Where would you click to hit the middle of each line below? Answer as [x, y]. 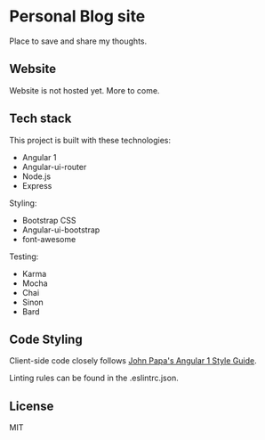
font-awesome [49, 239]
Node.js [36, 176]
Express [37, 185]
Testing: [24, 257]
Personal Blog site [77, 16]
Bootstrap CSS [49, 220]
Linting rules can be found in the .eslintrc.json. [94, 378]
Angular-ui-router [54, 167]
